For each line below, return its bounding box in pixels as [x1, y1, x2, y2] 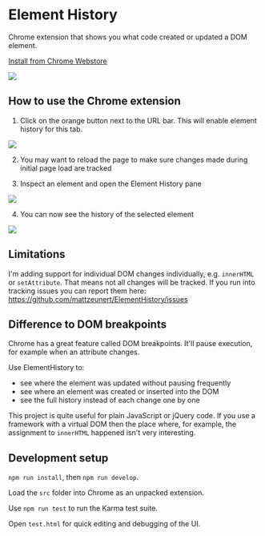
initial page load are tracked [19, 163, 112, 173]
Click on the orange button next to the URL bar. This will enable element [19, 115, 258, 125]
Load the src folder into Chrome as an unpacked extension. [8, 488, 204, 498]
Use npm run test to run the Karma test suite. [8, 503, 159, 514]
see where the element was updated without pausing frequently [19, 378, 231, 388]
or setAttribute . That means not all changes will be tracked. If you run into [8, 277, 255, 287]
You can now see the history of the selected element [19, 209, 195, 219]
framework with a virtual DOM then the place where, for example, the [8, 419, 237, 429]
